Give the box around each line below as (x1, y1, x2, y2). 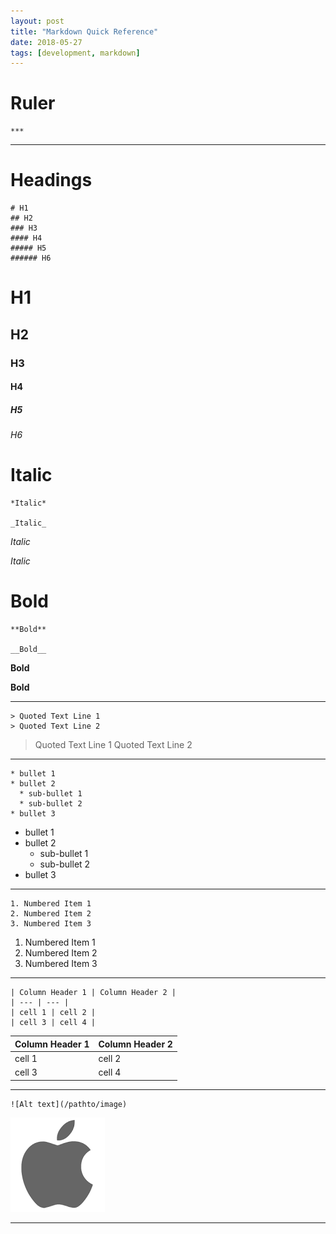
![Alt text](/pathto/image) (10, 1099, 128, 1109)
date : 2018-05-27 (10, 37, 83, 47)
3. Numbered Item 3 (10, 919, 92, 929)
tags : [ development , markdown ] (10, 48, 141, 58)
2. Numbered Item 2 (10, 909, 92, 919)
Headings (10, 169, 93, 192)
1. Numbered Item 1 (10, 899, 92, 909)
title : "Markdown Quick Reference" (10, 26, 159, 37)
